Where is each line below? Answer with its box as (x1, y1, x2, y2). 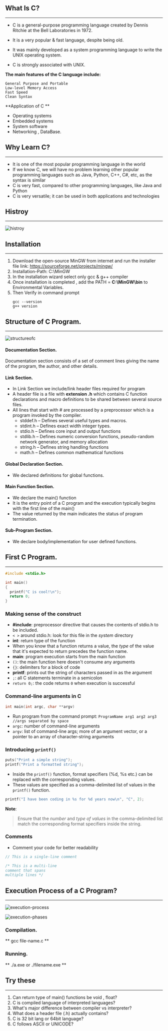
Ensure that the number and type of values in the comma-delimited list (17, 815, 163, 821)
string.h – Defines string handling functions (19, 444, 109, 450)
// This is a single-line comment (5, 854, 77, 859)
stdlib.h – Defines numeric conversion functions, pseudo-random (19, 434, 154, 440)
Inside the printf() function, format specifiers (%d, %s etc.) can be (12, 771, 153, 777)
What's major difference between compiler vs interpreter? (12, 1005, 132, 1011)
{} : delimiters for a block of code (12, 664, 80, 670)
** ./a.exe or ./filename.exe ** (5, 961, 66, 967)
